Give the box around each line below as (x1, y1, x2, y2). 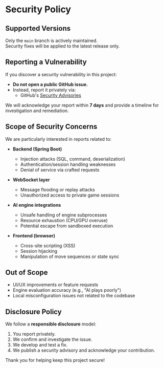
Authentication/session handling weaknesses (20, 161, 116, 167)
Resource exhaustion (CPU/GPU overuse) (20, 217, 108, 223)
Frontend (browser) (12, 232, 55, 239)
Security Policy (5, 4, 72, 15)
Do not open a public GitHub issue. (12, 81, 88, 88)
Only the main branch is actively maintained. (5, 37, 98, 44)
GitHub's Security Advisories (20, 92, 82, 98)
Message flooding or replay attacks (20, 186, 96, 192)
